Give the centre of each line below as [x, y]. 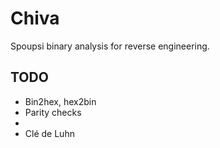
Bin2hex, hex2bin [60, 101]
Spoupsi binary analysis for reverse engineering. [110, 46]
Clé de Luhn [49, 133]
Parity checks [53, 112]
